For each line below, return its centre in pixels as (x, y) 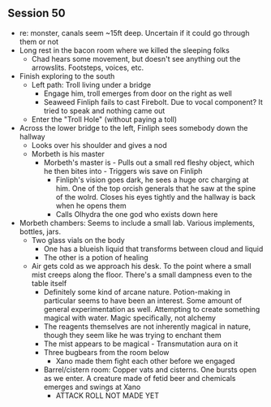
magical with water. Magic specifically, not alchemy (130, 318)
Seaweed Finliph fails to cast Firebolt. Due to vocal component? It (153, 102)
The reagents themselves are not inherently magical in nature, (147, 326)
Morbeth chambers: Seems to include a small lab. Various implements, (137, 223)
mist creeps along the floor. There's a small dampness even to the (142, 275)
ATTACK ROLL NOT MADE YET (108, 395)
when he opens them (91, 206)
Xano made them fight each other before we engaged (145, 361)
